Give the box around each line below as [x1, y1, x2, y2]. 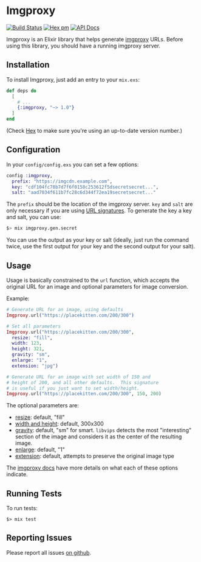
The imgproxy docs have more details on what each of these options [6, 464, 178, 472]
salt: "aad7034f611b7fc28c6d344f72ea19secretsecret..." [12, 189, 156, 195]
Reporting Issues [6, 533, 72, 543]
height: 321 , [12, 346, 45, 352]
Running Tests [6, 488, 62, 499]
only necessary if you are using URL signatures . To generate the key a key [6, 207, 192, 214]
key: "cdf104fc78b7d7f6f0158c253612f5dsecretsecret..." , [12, 184, 159, 190]
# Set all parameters [6, 323, 61, 329]
